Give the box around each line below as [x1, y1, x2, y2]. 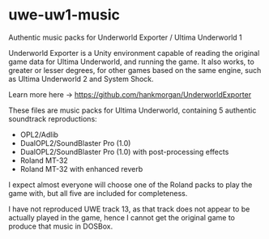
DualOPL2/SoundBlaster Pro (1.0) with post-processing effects [19, 147, 229, 156]
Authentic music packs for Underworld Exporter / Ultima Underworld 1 [8, 32, 242, 42]
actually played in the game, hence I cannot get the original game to [8, 212, 235, 222]
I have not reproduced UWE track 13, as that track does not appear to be [8, 204, 250, 214]
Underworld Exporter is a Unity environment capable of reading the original [8, 48, 260, 58]
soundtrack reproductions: [8, 113, 97, 123]
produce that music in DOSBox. [8, 221, 113, 231]
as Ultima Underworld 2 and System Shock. [8, 74, 154, 83]
